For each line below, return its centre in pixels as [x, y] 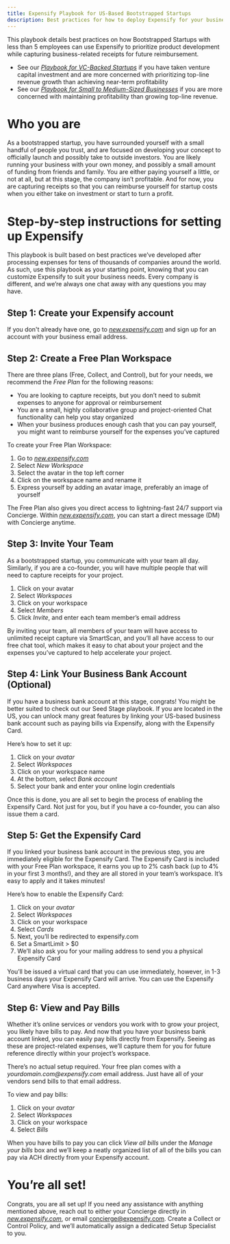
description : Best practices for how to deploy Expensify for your [105, 20]
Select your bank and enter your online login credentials [96, 786]
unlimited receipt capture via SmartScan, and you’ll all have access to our [111, 638]
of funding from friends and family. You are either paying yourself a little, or [113, 172]
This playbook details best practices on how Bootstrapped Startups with [109, 39]
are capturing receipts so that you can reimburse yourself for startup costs [112, 186]
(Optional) [29, 685]
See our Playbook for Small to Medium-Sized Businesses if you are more [119, 89]
